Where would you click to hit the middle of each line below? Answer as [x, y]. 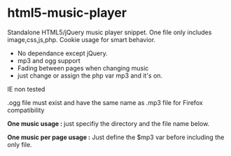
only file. [20, 144]
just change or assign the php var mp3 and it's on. [90, 76]
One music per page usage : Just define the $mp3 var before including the [116, 137]
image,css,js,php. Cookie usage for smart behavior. [82, 39]
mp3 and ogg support [49, 60]
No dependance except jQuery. [62, 53]
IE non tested [26, 89]
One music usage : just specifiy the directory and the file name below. [108, 123]
